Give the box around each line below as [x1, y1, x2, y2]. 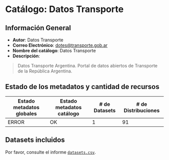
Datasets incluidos [5, 136, 65, 144]
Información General [5, 24, 71, 32]
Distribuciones [124, 107, 160, 114]
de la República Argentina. [17, 68, 72, 74]
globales [16, 110, 37, 117]
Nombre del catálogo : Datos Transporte [12, 48, 96, 53]
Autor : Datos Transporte [12, 37, 64, 43]
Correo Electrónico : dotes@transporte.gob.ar [12, 42, 108, 48]
